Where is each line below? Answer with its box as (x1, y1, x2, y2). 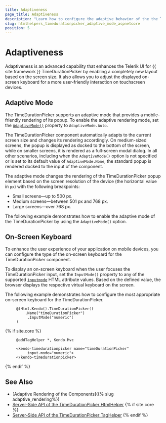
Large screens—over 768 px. (12, 203, 72, 209)
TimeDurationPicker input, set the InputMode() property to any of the (5, 271, 145, 277)
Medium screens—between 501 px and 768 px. (12, 198, 108, 204)
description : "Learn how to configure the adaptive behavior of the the (5, 16, 158, 21)
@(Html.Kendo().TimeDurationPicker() (16, 306, 94, 311)
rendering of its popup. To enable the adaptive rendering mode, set (22, 117, 159, 123)
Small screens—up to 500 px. (12, 193, 73, 199)
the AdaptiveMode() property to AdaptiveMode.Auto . (5, 122, 108, 128)
